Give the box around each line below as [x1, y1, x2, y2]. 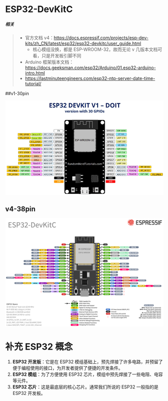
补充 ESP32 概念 [5, 341, 73, 353]
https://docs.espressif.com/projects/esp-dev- [53, 35, 149, 41]
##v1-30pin [5, 91, 29, 97]
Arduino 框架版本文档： [25, 59, 74, 65]
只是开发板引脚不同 [41, 53, 81, 59]
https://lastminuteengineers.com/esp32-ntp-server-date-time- [25, 76, 155, 82]
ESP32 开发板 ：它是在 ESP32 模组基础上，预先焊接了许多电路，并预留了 [12, 359, 163, 365]
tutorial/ [25, 81, 42, 87]
